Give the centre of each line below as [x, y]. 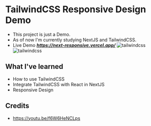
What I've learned [34, 67]
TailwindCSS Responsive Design [76, 9]
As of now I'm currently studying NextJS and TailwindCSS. [74, 40]
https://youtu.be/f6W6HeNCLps [46, 118]
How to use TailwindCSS [39, 79]
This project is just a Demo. [41, 34]
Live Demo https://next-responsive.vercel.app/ [64, 45]
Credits [17, 106]
